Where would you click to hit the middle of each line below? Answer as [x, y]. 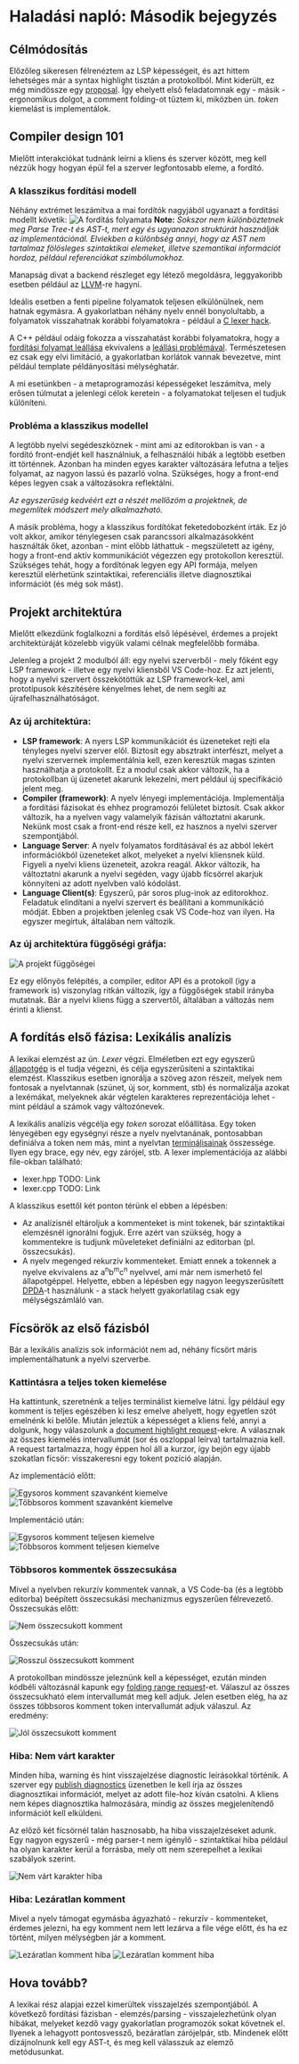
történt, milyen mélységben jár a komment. [88, 1937]
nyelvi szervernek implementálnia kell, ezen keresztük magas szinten [149, 759]
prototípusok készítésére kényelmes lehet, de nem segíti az [118, 689]
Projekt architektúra [66, 612]
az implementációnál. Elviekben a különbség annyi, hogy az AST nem [137, 239]
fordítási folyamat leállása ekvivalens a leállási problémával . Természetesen [148, 348]
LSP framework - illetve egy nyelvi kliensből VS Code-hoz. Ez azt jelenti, [141, 670]
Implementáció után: [47, 1520]
